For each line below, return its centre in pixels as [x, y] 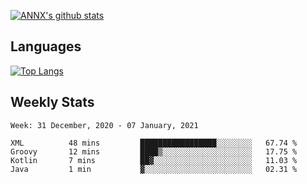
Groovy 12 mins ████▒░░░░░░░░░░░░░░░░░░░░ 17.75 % [154, 151]
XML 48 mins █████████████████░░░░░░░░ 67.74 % [154, 143]
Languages [46, 46]
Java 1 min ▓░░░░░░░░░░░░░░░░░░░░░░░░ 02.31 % [154, 169]
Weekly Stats [52, 102]
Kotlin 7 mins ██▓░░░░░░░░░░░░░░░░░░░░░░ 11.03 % [154, 160]
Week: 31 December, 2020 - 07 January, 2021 [104, 125]
